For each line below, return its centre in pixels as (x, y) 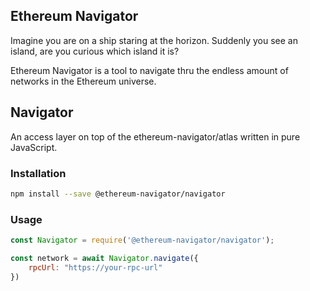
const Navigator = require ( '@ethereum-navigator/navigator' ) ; (142, 240)
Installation (38, 173)
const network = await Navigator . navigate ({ (104, 258)
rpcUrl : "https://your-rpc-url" (95, 267)
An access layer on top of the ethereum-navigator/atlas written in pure (155, 136)
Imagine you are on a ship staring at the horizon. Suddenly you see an (154, 40)
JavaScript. (34, 147)
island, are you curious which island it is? (95, 51)
